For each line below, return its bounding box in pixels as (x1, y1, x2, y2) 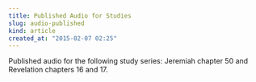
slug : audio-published (8, 19, 85, 27)
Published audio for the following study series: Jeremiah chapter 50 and (8, 56, 249, 66)
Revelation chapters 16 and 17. (8, 65, 109, 75)
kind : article (8, 27, 57, 35)
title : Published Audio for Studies (8, 11, 132, 20)
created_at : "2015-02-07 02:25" (8, 34, 117, 43)
